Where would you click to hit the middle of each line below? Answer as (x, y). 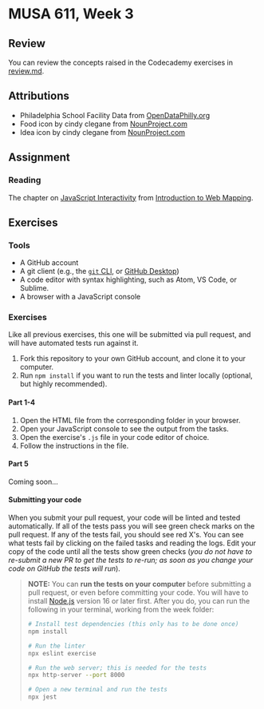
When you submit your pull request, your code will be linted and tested (124, 518)
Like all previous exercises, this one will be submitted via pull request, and (130, 335)
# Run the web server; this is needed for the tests (117, 667)
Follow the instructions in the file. (74, 446)
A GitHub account (49, 263)
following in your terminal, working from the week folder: (121, 610)
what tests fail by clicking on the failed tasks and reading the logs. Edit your (132, 543)
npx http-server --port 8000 (76, 675)
